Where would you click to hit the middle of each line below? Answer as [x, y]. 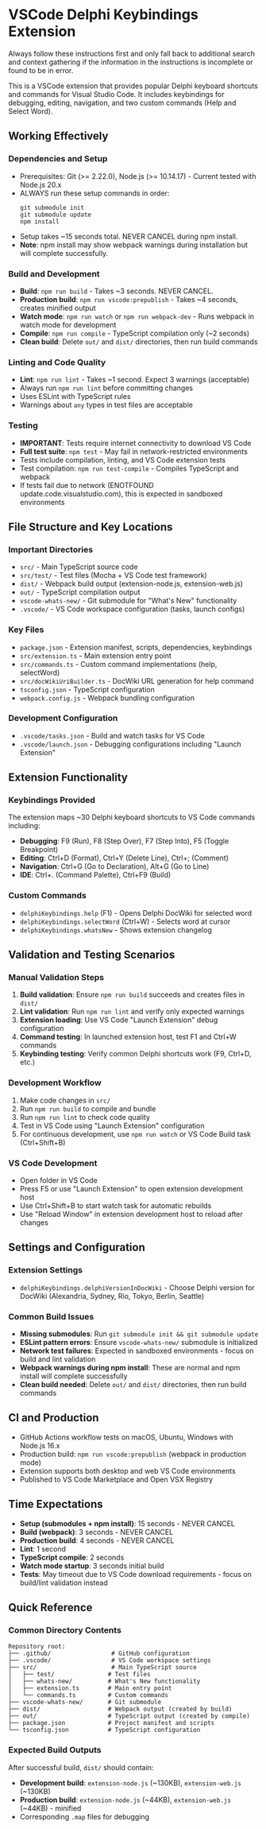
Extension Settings [46, 1270]
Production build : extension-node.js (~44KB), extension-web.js [125, 1800]
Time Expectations [56, 1504]
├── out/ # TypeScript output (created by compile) [129, 1716]
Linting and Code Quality [57, 362]
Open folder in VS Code [58, 1180]
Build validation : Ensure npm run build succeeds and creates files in [132, 994]
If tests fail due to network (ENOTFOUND [87, 485]
